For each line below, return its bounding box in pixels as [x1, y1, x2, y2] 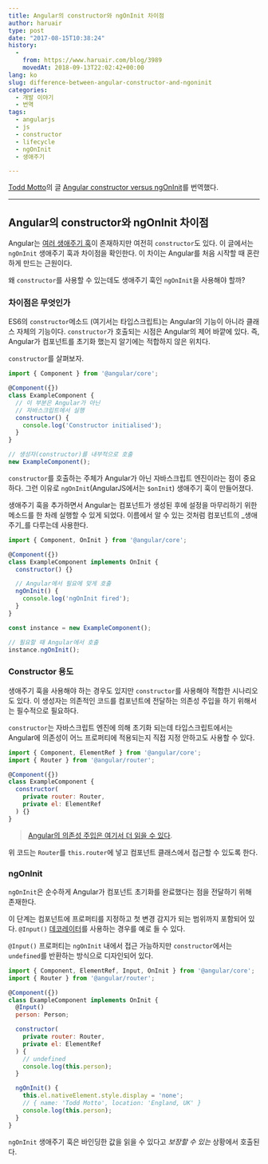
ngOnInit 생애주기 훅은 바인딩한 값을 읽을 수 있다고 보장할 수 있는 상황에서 [8, 1137, 239, 1146]
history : [8, 42, 37, 49]
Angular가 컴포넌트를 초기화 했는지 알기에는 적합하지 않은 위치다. [8, 337, 211, 346]
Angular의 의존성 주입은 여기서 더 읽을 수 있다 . [27, 830, 173, 840]
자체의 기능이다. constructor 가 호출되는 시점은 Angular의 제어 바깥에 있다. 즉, [16, 327, 260, 336]
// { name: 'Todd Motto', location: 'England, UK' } [22, 1099, 202, 1107]
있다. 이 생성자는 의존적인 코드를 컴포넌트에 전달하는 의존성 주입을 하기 [16, 695, 236, 705]
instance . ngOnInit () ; [8, 646, 81, 654]
